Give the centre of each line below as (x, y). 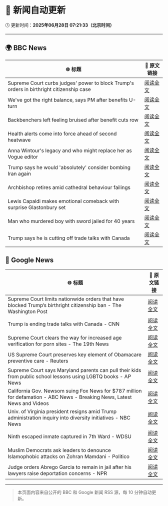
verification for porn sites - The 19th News (58, 344)
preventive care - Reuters (38, 360)
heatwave (19, 139)
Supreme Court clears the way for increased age (65, 337)
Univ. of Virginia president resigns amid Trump (62, 411)
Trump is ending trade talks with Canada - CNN (64, 324)
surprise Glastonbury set (37, 207)
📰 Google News (29, 260)
